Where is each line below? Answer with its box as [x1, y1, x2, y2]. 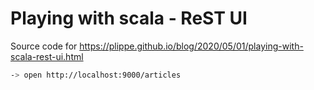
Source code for [10, 40, 78, 52]
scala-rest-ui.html [10, 50, 84, 62]
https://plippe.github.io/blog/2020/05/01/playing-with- [79, 40, 304, 52]
